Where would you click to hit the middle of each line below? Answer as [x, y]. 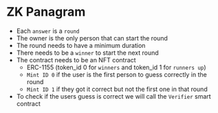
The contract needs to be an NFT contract [76, 60]
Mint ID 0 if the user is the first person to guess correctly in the [117, 74]
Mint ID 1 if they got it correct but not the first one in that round [117, 89]
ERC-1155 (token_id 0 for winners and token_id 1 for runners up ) [117, 67]
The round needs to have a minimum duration [81, 45]
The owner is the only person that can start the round [92, 38]
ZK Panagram [46, 12]
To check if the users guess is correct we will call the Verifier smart [113, 96]
